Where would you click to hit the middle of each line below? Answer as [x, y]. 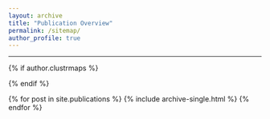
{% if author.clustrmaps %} [53, 68]
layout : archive [35, 16]
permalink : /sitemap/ [45, 30]
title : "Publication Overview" [61, 23]
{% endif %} [29, 84]
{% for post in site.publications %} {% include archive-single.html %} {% [129, 99]
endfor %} [25, 108]
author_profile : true [45, 38]
